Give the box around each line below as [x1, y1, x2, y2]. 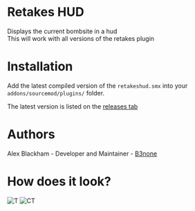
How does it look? [7, 174, 112, 189]
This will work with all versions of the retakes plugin [7, 34, 154, 42]
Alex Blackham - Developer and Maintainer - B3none [7, 149, 158, 158]
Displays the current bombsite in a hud [7, 27, 118, 35]
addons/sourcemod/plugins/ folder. [7, 89, 105, 97]
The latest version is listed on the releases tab [7, 102, 138, 111]
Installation [7, 59, 73, 75]
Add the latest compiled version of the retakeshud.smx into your [7, 81, 188, 90]
